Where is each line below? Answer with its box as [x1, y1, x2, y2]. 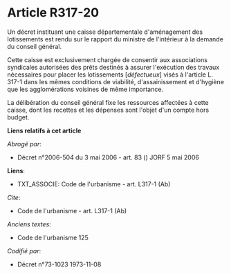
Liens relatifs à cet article [7, 126, 82, 135]
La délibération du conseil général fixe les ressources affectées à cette [7, 98, 209, 106]
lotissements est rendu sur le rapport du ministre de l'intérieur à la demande [7, 35, 223, 43]
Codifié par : [7, 246, 41, 255]
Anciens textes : [7, 219, 52, 228]
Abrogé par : [7, 139, 41, 148]
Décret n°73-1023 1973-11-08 [17, 260, 102, 268]
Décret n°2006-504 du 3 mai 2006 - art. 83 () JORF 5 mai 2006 [17, 153, 199, 162]
